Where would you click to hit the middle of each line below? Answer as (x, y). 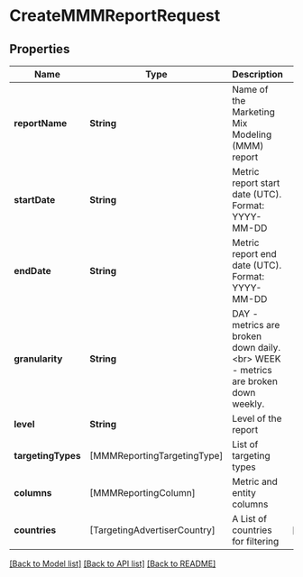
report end (254, 254)
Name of (250, 89)
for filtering (255, 541)
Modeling (252, 134)
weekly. (248, 404)
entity (244, 493)
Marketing (253, 112)
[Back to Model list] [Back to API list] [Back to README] (113, 563)
